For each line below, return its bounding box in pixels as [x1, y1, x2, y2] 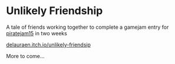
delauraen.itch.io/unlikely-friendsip [6, 41, 91, 48]
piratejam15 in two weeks [6, 29, 68, 36]
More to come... [6, 52, 45, 59]
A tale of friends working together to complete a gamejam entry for [6, 23, 169, 31]
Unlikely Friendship [6, 4, 103, 18]
